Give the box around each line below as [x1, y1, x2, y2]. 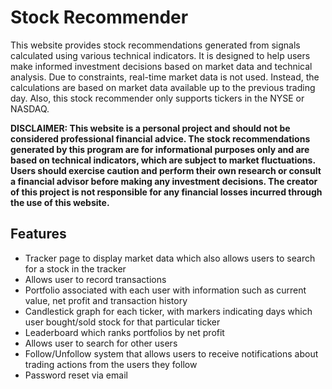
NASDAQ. [10, 102, 50, 115]
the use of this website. [10, 196, 110, 208]
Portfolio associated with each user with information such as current [24, 284, 307, 296]
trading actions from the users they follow [24, 358, 198, 370]
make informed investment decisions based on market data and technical [10, 60, 313, 72]
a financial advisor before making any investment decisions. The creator [10, 175, 318, 187]
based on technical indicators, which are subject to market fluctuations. [10, 154, 316, 166]
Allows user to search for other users [24, 337, 178, 349]
